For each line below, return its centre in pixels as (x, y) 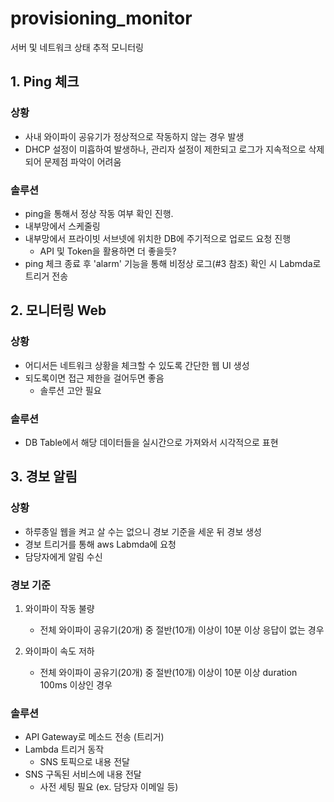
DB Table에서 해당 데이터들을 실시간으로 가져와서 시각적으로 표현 (151, 442)
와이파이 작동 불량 (59, 608)
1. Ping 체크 (45, 82)
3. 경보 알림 (44, 477)
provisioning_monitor (101, 18)
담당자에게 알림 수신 (63, 556)
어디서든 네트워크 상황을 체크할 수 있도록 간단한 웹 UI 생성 (137, 365)
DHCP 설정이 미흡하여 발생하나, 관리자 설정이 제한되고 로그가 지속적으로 (165, 149)
